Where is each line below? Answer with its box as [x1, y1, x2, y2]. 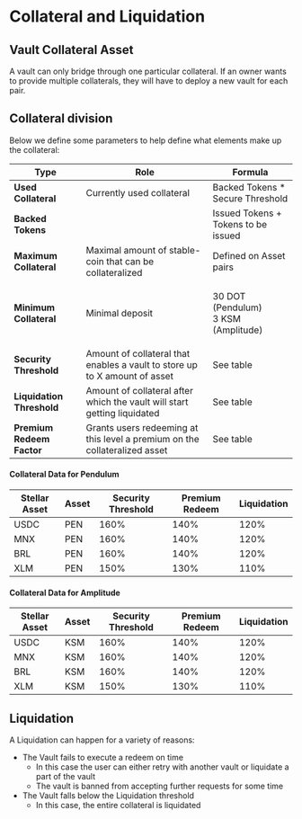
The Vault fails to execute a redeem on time [22, 752, 184, 763]
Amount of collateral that [85, 347, 191, 360]
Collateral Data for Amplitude [9, 587, 121, 598]
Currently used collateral [85, 186, 191, 199]
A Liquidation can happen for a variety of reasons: [9, 734, 195, 745]
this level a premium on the [85, 432, 200, 445]
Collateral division [9, 111, 113, 127]
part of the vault [35, 771, 96, 782]
